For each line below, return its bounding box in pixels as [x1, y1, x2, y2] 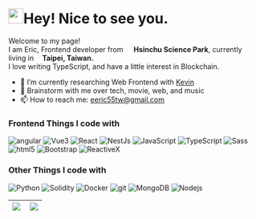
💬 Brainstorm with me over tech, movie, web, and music [19, 85, 205, 95]
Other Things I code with [8, 164, 107, 176]
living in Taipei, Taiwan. [8, 53, 94, 63]
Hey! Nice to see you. [23, 10, 169, 28]
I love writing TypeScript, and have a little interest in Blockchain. [8, 61, 220, 71]
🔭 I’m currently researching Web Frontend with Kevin [19, 77, 195, 87]
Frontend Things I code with [8, 117, 120, 128]
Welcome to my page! [8, 36, 81, 46]
